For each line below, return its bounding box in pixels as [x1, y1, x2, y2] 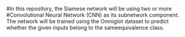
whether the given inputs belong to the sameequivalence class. [6, 24, 165, 31]
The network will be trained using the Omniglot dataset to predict [6, 18, 169, 24]
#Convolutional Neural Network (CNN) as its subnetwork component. [6, 11, 180, 18]
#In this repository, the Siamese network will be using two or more [6, 5, 172, 12]
